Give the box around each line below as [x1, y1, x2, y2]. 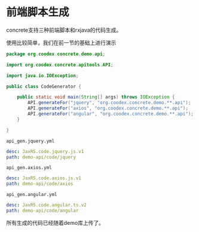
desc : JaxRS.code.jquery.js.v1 [6, 148, 84, 154]
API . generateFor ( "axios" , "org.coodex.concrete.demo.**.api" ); [27, 105, 188, 111]
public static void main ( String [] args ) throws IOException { [17, 94, 175, 100]
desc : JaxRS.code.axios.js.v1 [6, 175, 82, 181]
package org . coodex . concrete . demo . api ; [6, 51, 106, 57]
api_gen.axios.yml [6, 165, 52, 171]
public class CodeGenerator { [6, 83, 82, 90]
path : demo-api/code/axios [6, 181, 74, 187]
